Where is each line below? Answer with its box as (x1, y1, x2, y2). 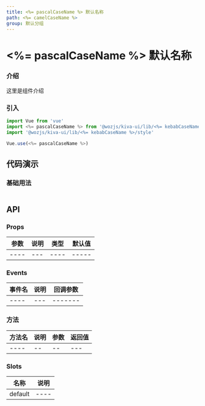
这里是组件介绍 (6, 87, 44, 94)
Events (6, 268, 27, 277)
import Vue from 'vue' (6, 118, 64, 124)
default (9, 389, 30, 398)
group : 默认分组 (6, 20, 44, 26)
